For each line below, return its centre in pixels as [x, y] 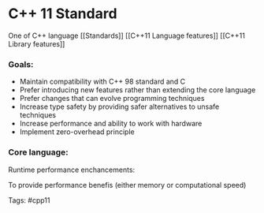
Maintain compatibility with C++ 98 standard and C [102, 82]
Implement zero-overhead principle [77, 132]
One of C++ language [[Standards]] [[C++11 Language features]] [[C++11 [127, 35]
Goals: [21, 64]
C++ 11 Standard [63, 14]
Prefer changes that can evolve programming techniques [112, 99]
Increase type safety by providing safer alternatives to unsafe [119, 106]
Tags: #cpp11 [29, 200]
